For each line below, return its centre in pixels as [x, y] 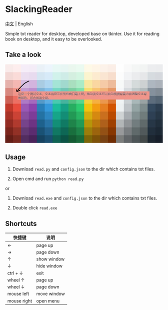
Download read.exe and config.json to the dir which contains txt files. [85, 198]
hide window [49, 266]
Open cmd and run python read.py [48, 179]
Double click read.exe [35, 208]
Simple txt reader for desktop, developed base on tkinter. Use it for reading [82, 33]
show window [50, 259]
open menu [48, 300]
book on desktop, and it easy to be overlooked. [54, 39]
